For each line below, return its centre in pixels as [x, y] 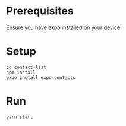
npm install [21, 73]
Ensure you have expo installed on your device [63, 27]
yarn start [20, 117]
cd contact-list [26, 67]
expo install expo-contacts [41, 78]
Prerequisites [40, 11]
